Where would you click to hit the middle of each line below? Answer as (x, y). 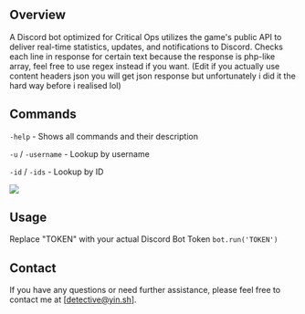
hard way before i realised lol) (65, 85)
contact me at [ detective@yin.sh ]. (73, 299)
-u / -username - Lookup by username (80, 153)
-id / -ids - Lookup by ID (57, 172)
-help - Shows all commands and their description (104, 136)
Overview (38, 15)
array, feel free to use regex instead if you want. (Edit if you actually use (145, 66)
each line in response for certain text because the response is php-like (142, 56)
